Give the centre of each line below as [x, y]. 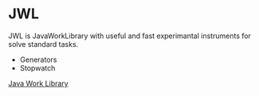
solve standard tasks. [43, 44]
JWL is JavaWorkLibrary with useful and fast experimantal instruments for [129, 36]
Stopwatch [37, 67]
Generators [38, 60]
